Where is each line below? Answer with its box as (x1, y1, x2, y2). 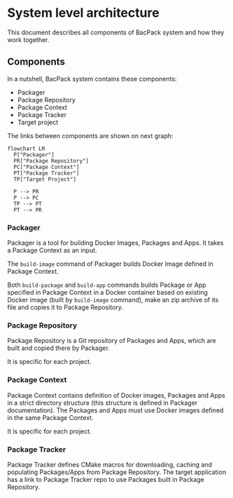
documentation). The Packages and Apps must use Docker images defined (7, 405, 224, 415)
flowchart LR (7, 145, 45, 152)
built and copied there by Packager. (7, 344, 110, 352)
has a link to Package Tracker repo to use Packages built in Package (7, 475, 204, 483)
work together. (7, 35, 50, 43)
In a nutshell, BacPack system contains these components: (7, 74, 177, 83)
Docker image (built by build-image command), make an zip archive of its (7, 296, 219, 304)
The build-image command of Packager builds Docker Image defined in (7, 260, 213, 268)
